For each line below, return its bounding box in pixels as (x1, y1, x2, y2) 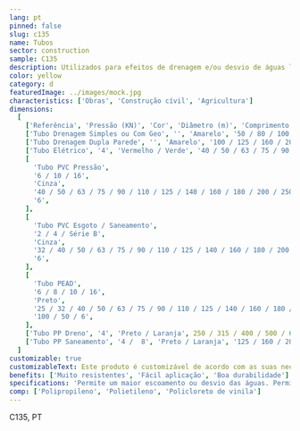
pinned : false (9, 21, 62, 30)
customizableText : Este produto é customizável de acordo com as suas (9, 362, 278, 371)
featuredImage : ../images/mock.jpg (9, 88, 142, 97)
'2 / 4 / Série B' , (32, 229, 105, 238)
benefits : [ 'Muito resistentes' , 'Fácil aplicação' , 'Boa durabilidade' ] (9, 370, 290, 380)
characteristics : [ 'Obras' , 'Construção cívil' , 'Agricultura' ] (9, 96, 254, 106)
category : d (9, 80, 54, 89)
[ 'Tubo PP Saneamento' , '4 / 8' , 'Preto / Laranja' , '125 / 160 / (25, 337, 281, 346)
